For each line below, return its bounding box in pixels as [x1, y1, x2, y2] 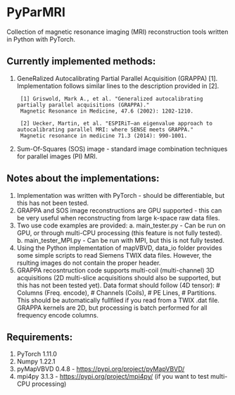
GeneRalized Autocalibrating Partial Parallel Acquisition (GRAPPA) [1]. [16, 74, 218, 82]
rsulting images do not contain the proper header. [16, 258, 161, 267]
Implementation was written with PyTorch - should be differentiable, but [16, 191, 225, 199]
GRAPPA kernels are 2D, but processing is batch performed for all [16, 303, 208, 312]
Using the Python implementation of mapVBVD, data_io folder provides [16, 244, 222, 252]
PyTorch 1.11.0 [16, 350, 58, 358]
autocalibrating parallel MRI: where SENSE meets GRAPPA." [16, 126, 194, 133]
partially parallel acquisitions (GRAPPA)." [16, 101, 150, 108]
